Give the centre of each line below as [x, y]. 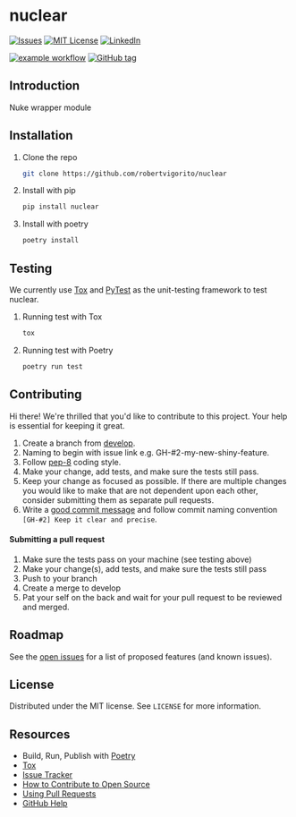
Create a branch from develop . [79, 443]
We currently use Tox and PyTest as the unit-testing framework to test [138, 290]
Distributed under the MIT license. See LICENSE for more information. [135, 706]
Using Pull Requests [59, 794]
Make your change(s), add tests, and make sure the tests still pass [144, 568]
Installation [41, 136]
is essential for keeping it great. [67, 425]
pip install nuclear [60, 207]
